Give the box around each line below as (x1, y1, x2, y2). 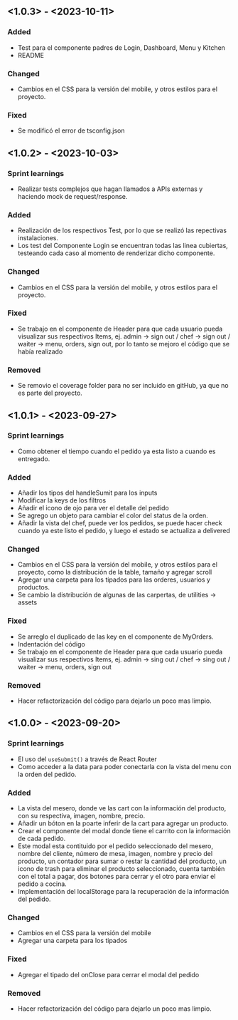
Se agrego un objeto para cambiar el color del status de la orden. (17, 511, 208, 520)
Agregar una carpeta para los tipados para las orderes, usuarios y (17, 575, 211, 584)
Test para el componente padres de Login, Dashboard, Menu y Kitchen (17, 43, 226, 52)
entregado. (17, 454, 50, 463)
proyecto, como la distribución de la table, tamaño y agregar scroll (17, 568, 212, 577)
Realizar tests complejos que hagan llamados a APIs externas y (17, 185, 203, 193)
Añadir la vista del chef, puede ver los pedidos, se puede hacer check (17, 519, 222, 527)
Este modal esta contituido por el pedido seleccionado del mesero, (17, 842, 214, 850)
